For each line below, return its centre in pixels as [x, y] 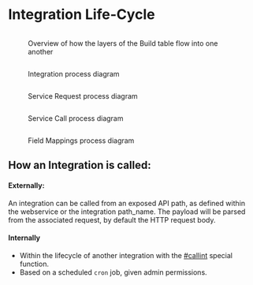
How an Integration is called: [80, 165]
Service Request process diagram [83, 96]
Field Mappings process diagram [81, 141]
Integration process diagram [74, 73]
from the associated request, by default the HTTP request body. [112, 219]
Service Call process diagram [76, 118]
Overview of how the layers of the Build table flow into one [123, 43]
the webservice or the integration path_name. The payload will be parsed [127, 212]
